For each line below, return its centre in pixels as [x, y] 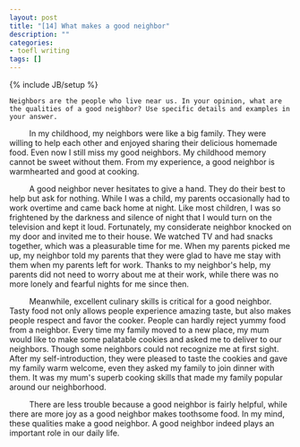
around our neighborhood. [58, 387]
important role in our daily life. [64, 433]
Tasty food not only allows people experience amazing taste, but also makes [150, 311]
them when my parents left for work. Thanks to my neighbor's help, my [140, 265]
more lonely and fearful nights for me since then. [99, 284]
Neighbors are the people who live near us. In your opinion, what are [146, 101]
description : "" [39, 34]
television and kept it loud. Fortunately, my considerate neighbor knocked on [150, 227]
